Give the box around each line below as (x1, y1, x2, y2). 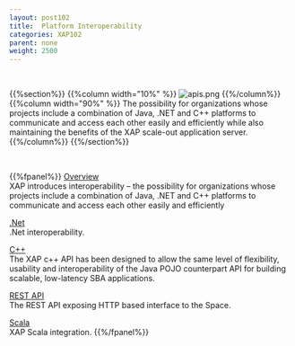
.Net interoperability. (9, 226, 85, 238)
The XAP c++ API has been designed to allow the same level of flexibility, (9, 253, 280, 265)
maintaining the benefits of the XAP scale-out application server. (9, 127, 248, 138)
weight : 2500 (9, 47, 58, 56)
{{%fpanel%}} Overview (9, 172, 100, 182)
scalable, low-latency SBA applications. (9, 273, 155, 284)
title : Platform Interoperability (9, 22, 143, 31)
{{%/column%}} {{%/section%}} (9, 137, 130, 147)
